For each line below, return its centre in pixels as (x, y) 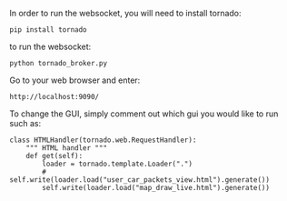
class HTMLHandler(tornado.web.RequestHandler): (103, 140)
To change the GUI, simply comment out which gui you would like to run (144, 114)
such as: (25, 123)
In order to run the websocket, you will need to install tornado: (126, 13)
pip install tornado (49, 30)
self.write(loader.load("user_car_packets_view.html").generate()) (140, 180)
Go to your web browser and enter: (75, 80)
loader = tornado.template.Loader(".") (118, 164)
